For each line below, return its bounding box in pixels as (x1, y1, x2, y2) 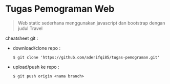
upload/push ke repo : (12, 64, 60, 70)
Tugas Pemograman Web (5, 3, 115, 15)
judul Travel (17, 25, 42, 31)
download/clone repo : (12, 45, 60, 51)
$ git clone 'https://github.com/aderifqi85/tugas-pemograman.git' (12, 54, 160, 60)
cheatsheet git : (5, 35, 38, 41)
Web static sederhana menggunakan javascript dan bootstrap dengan (17, 20, 165, 26)
